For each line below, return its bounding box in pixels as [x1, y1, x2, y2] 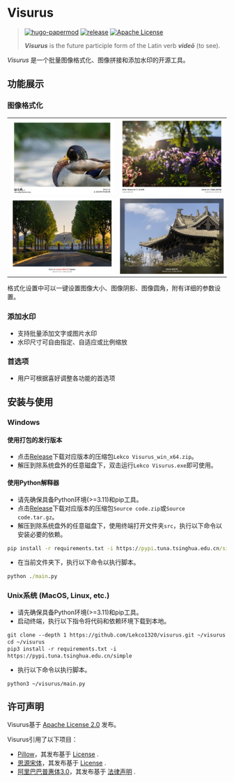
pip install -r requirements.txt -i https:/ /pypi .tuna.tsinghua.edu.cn [7, 545, 219, 552]
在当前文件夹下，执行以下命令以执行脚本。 [17, 558, 140, 567]
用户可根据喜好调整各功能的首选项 [17, 374, 116, 382]
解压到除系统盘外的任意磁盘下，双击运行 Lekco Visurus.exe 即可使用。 [17, 461, 217, 469]
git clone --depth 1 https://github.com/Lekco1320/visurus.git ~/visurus [7, 632, 226, 639]
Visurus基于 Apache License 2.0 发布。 [7, 721, 120, 729]
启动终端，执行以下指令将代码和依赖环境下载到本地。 [17, 616, 171, 625]
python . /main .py [7, 573, 58, 580]
